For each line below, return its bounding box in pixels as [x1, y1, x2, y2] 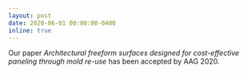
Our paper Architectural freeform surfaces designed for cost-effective [8, 49, 240, 58]
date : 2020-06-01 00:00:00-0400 [8, 19, 116, 27]
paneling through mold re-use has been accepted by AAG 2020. [8, 56, 220, 66]
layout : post [8, 11, 52, 20]
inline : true [8, 26, 52, 34]
